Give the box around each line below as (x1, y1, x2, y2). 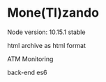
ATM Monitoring (7, 54, 54, 63)
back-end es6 (7, 68, 47, 76)
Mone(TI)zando (7, 5, 100, 21)
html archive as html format (7, 41, 86, 49)
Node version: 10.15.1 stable (7, 28, 86, 36)
